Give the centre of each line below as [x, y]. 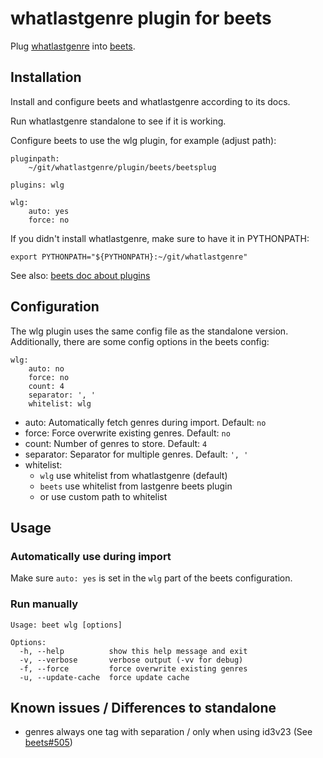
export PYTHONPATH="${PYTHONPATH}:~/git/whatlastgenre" [129, 257]
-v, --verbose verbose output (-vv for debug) [131, 660]
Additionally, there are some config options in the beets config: [140, 341]
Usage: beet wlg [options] [66, 625]
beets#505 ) [48, 743]
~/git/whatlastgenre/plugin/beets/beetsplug [122, 167]
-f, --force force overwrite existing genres [133, 668]
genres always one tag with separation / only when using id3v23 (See [168, 732]
